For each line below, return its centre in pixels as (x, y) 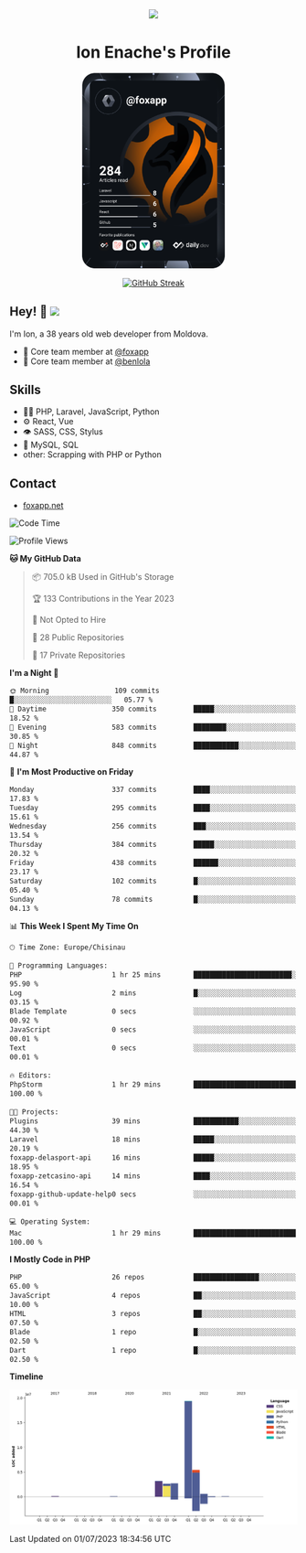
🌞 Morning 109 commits (84, 691)
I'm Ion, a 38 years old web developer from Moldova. (109, 334)
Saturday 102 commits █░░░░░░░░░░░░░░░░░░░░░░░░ (153, 882)
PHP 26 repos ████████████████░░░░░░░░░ (153, 1278)
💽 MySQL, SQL (51, 445)
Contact (33, 483)
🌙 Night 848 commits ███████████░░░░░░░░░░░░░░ (153, 746)
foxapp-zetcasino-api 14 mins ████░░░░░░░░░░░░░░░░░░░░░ (153, 1176)
